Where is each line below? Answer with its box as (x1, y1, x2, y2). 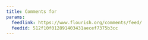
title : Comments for (6, 8, 58, 15)
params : (6, 14, 26, 20)
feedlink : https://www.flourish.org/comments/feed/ (11, 19, 143, 25)
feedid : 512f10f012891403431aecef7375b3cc (11, 25, 118, 31)
